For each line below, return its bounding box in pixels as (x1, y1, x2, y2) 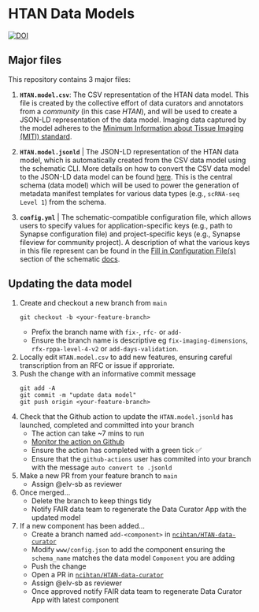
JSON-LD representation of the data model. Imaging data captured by (19, 115, 246, 124)
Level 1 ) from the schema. (19, 197, 106, 206)
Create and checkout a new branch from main (19, 298, 168, 307)
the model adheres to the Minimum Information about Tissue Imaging (19, 123, 244, 132)
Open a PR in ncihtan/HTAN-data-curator (31, 569, 164, 579)
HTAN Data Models (8, 5, 135, 23)
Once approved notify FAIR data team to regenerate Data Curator (31, 586, 242, 595)
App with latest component (31, 595, 120, 604)
